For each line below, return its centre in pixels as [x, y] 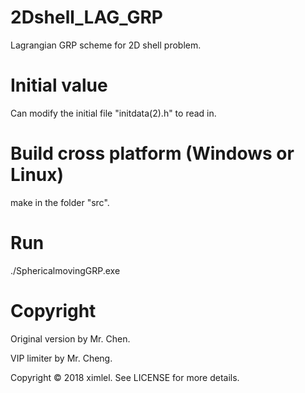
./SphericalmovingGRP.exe [65, 270]
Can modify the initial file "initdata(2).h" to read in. [113, 113]
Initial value [59, 85]
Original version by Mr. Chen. [70, 338]
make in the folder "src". [60, 202]
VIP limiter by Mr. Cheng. [61, 358]
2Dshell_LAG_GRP [86, 17]
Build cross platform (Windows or [152, 153]
